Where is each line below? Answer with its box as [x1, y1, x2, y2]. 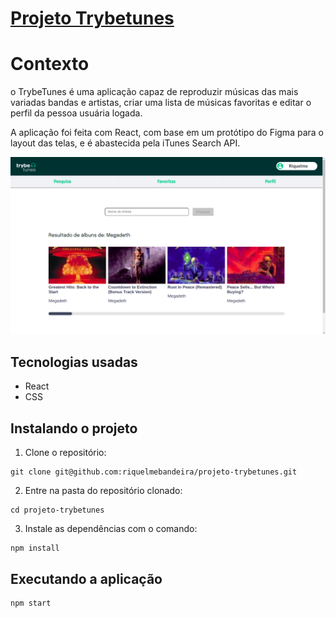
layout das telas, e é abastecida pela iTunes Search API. [10, 137, 241, 149]
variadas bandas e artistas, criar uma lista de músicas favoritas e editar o [10, 97, 312, 109]
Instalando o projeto [10, 420, 138, 437]
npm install [10, 543, 60, 554]
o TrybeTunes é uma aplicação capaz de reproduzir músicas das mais [10, 86, 299, 98]
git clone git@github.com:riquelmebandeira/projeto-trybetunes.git [10, 467, 298, 477]
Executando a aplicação [10, 570, 163, 587]
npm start [10, 598, 52, 609]
